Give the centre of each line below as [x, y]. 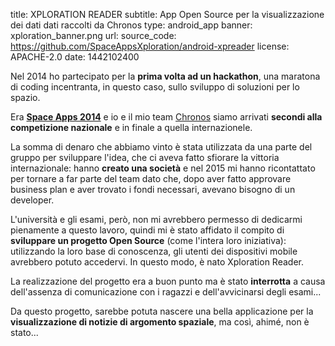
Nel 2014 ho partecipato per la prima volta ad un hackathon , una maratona [165, 76]
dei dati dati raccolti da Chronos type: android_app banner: [131, 25]
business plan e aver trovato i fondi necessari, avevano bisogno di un [153, 189]
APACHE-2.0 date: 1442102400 [75, 57]
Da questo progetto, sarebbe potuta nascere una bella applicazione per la [162, 311]
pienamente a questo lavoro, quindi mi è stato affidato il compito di [147, 230]
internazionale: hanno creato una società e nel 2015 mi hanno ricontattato [163, 168]
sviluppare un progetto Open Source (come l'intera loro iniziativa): [148, 240]
